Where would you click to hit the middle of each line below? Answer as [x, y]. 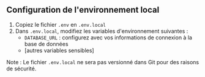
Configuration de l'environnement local [83, 10]
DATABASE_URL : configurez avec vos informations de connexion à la [108, 37]
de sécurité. [21, 69]
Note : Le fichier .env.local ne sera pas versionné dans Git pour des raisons [103, 62]
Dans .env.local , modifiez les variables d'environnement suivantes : [102, 31]
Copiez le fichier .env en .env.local [60, 24]
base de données [46, 44]
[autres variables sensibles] [59, 50]
